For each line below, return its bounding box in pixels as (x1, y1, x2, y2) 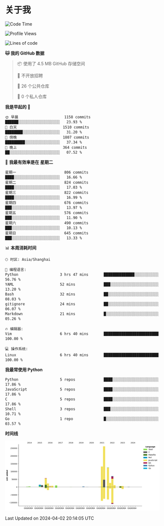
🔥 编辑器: (5, 326, 23, 332)
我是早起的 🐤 (5, 104, 31, 110)
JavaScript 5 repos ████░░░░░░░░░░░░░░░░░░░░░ (5, 387, 159, 392)
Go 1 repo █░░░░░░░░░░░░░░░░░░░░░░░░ (5, 416, 159, 421)
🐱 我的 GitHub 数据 (5, 50, 45, 56)
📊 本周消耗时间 (5, 245, 37, 250)
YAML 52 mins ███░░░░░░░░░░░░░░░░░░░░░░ (5, 282, 159, 287)
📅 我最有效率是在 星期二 (5, 159, 53, 165)
